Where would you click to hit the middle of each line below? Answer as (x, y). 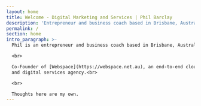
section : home (24, 34)
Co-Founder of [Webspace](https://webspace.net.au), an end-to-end (98, 66)
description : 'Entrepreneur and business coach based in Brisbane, (92, 23)
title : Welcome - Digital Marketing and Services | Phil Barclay (89, 17)
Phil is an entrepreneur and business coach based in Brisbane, (93, 46)
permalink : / (22, 28)
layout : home (22, 12)
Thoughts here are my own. (45, 94)
